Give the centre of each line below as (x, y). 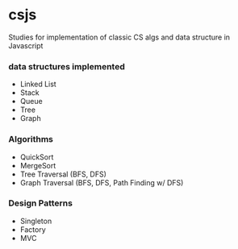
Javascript (26, 45)
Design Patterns (40, 203)
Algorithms (31, 139)
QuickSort (37, 157)
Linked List (38, 84)
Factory (33, 229)
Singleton (36, 221)
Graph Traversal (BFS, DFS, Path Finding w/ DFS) (102, 182)
